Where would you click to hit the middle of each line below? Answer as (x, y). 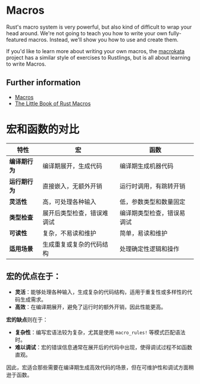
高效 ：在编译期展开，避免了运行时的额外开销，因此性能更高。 (90, 307)
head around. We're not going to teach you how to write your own (87, 33)
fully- (175, 33)
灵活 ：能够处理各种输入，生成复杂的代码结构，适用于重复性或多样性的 (101, 292)
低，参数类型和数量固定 (152, 202)
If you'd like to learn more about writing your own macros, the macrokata (96, 51)
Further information (43, 83)
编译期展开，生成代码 (72, 166)
